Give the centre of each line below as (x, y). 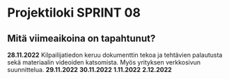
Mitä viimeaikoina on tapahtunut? (81, 38)
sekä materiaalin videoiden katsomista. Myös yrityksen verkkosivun (104, 62)
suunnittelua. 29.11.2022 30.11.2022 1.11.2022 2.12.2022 (89, 70)
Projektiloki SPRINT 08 (74, 13)
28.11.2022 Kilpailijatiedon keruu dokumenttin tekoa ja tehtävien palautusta (115, 55)
